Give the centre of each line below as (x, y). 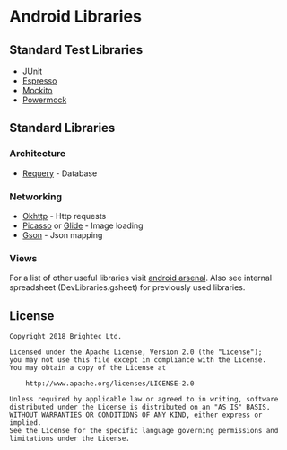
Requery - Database (60, 173)
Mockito (37, 90)
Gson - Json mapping (62, 234)
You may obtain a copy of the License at (88, 368)
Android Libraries (75, 17)
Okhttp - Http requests (64, 216)
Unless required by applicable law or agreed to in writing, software (144, 400)
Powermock (44, 100)
